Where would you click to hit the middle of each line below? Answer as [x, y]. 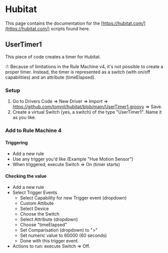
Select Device [34, 209]
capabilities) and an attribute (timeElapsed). [50, 77]
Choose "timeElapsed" [44, 225]
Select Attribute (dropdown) [49, 219]
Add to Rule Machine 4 [33, 130]
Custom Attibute [37, 204]
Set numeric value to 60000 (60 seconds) [63, 235]
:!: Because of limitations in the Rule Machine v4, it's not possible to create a [84, 66]
